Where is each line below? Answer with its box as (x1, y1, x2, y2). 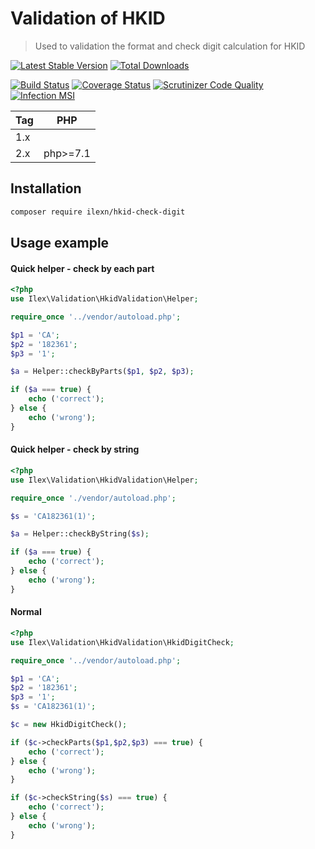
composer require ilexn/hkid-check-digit (10, 207, 186, 217)
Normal (10, 606, 42, 618)
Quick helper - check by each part (10, 262, 155, 274)
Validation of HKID (10, 7, 166, 30)
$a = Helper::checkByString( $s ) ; (10, 529, 150, 539)
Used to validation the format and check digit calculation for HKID (34, 40, 306, 52)
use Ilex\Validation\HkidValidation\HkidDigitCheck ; (10, 637, 235, 647)
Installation (10, 180, 82, 197)
